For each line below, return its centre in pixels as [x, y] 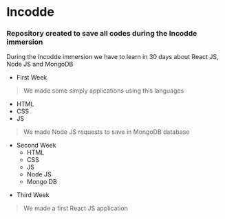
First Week [32, 78]
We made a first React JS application [76, 208]
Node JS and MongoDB [40, 64]
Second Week [36, 146]
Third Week [33, 195]
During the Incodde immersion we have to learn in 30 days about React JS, [112, 57]
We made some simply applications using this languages [104, 91]
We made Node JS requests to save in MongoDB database [106, 132]
